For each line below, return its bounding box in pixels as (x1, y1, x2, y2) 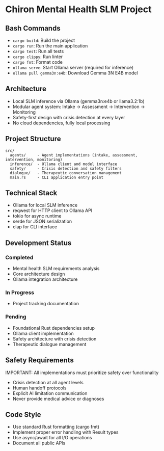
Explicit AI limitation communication (12, 390, 88, 396)
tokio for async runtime (12, 213, 62, 219)
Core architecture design (12, 271, 65, 277)
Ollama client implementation (12, 330, 74, 336)
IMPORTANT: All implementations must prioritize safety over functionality (5, 369, 159, 376)
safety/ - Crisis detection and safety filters (10, 166, 122, 171)
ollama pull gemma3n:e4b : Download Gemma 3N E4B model (12, 70, 139, 76)
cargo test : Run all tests (12, 48, 64, 54)
